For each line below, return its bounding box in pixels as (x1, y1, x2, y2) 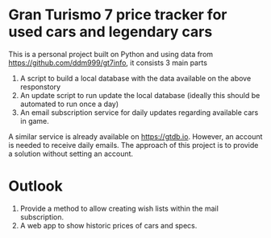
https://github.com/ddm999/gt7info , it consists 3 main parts (8, 58, 208, 68)
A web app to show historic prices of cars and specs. (19, 220, 198, 230)
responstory (19, 82, 61, 92)
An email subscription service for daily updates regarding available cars (19, 107, 259, 117)
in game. (19, 116, 50, 125)
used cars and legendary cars (8, 23, 213, 41)
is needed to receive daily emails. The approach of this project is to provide (8, 140, 259, 150)
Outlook (8, 177, 63, 195)
